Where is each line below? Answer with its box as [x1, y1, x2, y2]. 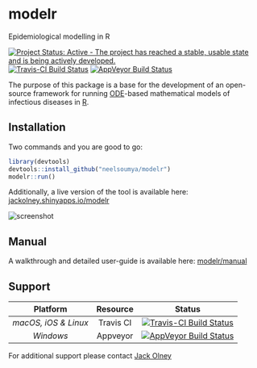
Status [174, 303, 201, 315]
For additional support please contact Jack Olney [8, 351, 172, 360]
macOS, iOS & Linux [12, 317, 89, 328]
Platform [33, 303, 68, 315]
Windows [32, 330, 68, 341]
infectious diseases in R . [8, 97, 89, 107]
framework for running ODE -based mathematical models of [33, 88, 230, 98]
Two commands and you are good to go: [8, 142, 143, 152]
